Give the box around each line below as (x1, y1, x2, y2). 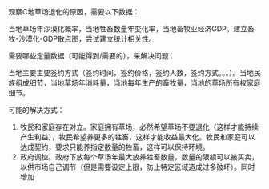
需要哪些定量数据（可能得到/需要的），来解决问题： (8, 51, 176, 60)
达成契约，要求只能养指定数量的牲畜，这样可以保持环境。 (19, 143, 210, 151)
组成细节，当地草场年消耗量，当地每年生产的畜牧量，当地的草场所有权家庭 (14, 78, 261, 87)
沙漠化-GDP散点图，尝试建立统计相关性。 (18, 34, 156, 43)
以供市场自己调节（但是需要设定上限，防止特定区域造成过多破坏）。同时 (19, 163, 255, 171)
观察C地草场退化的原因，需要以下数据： (8, 7, 140, 16)
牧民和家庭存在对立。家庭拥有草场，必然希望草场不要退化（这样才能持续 (19, 123, 259, 131)
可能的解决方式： (8, 105, 65, 115)
